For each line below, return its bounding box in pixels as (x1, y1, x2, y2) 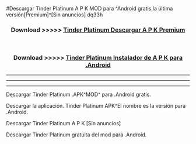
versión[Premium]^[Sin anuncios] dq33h (6, 11, 103, 18)
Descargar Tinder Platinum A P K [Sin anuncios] (6, 119, 121, 126)
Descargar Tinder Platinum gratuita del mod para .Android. (6, 131, 147, 138)
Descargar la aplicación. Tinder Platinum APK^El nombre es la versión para (6, 102, 186, 109)
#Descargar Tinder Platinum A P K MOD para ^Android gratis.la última (6, 5, 173, 12)
